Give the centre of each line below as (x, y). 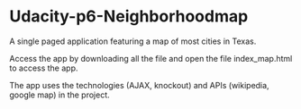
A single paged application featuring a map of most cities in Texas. (133, 41)
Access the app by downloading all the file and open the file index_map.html (151, 58)
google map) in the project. (59, 95)
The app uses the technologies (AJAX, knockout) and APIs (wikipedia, (139, 85)
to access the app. (44, 68)
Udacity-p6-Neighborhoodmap (129, 17)
